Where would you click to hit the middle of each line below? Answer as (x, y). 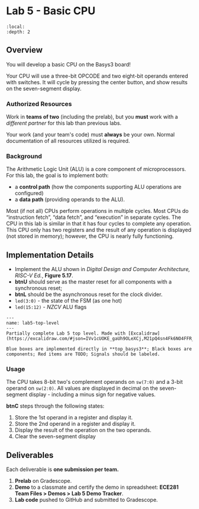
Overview (25, 50)
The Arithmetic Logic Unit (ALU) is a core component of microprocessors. (96, 169)
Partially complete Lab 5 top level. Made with (66, 333)
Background (24, 156)
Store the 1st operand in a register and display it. (74, 418)
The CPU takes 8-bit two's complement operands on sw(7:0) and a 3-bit (94, 382)
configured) (29, 193)
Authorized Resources (39, 104)
